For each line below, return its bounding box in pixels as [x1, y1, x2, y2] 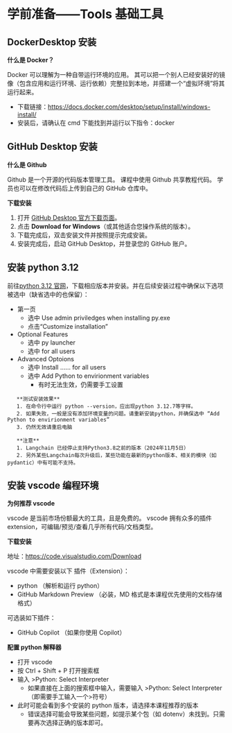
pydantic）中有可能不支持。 [7, 459, 79, 466]
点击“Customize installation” [27, 322, 109, 330]
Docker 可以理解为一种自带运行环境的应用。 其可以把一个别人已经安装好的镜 [7, 71, 226, 78]
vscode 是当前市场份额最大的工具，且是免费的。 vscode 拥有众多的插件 [7, 514, 213, 522]
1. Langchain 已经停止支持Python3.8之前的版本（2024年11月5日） [16, 445, 189, 451]
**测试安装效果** [16, 395, 60, 402]
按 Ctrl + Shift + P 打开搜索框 [17, 666, 100, 675]
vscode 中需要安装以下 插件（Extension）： [7, 567, 130, 576]
